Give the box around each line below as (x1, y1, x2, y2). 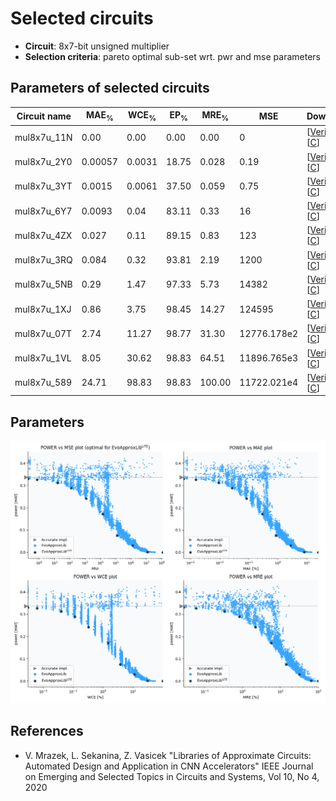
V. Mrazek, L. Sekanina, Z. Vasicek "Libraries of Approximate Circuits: (24, 749, 312, 761)
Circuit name (16, 110, 72, 122)
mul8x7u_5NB (14, 278, 73, 291)
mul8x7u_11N (14, 131, 73, 143)
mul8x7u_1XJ (14, 303, 72, 315)
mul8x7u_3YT (14, 180, 73, 192)
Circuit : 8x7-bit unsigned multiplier (24, 40, 170, 52)
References (10, 723, 84, 740)
